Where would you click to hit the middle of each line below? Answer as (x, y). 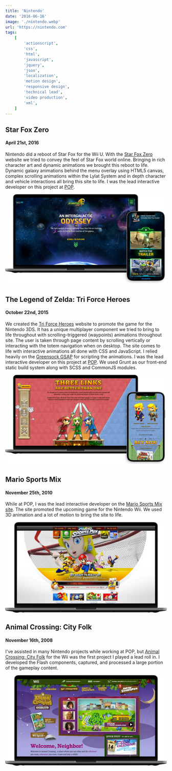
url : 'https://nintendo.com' (36, 27)
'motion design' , (42, 81)
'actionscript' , (41, 44)
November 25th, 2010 (29, 492)
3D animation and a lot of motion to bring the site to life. (64, 515)
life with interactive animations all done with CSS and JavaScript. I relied (81, 351)
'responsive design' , (47, 87)
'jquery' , (34, 65)
